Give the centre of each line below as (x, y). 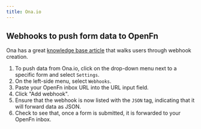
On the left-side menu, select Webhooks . (63, 81)
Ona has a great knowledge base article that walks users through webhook (99, 50)
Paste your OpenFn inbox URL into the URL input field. (82, 88)
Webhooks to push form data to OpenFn (82, 36)
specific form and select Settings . (57, 75)
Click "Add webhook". (42, 94)
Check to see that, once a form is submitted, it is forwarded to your (98, 113)
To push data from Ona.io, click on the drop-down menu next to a (96, 68)
